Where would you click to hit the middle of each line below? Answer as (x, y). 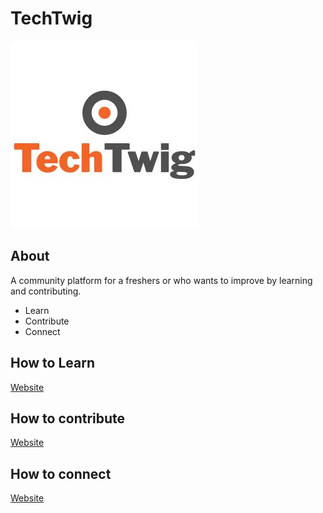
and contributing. (46, 291)
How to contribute (68, 418)
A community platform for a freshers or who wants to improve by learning (161, 280)
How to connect (61, 473)
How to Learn (53, 363)
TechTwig (51, 18)
